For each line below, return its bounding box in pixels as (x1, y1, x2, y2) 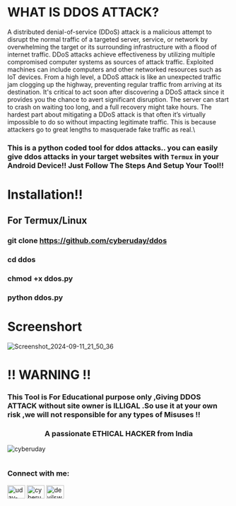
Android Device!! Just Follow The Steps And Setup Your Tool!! (7, 160, 224, 170)
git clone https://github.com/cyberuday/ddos (7, 236, 167, 246)
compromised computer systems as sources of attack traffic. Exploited (7, 57, 214, 66)
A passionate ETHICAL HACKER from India (45, 429, 193, 439)
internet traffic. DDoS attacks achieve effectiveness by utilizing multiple (7, 50, 216, 59)
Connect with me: (7, 469, 70, 478)
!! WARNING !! (7, 367, 91, 383)
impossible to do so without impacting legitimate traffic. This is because (7, 117, 217, 126)
